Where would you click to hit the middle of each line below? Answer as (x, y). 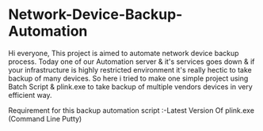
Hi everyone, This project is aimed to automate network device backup (124, 53)
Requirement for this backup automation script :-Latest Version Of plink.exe (131, 110)
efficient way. (30, 95)
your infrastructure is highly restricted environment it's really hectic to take (130, 69)
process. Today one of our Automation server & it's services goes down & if (131, 62)
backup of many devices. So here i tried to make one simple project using (128, 78)
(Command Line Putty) (45, 118)
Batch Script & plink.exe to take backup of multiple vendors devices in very (131, 86)
